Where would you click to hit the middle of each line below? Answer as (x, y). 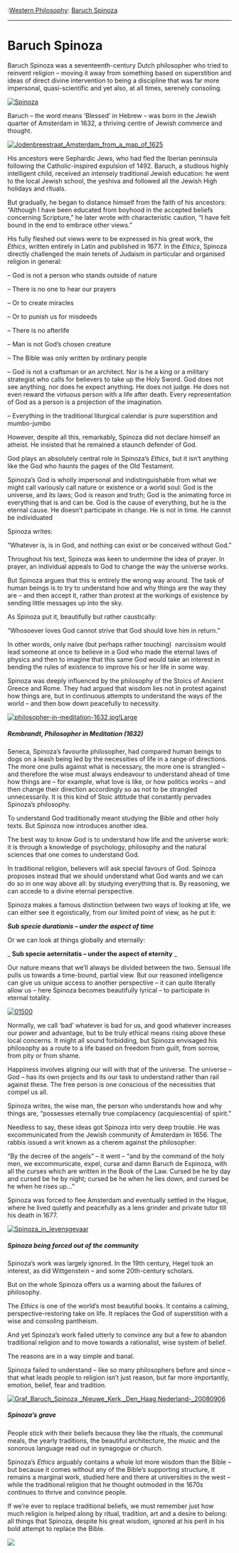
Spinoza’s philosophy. (39, 804)
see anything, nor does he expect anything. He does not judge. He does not (118, 386)
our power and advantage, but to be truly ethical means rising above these (117, 1033)
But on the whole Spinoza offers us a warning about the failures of (104, 1284)
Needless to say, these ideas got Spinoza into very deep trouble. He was (114, 1127)
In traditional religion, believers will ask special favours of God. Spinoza (112, 868)
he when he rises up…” (41, 1186)
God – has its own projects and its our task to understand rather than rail (113, 1076)
